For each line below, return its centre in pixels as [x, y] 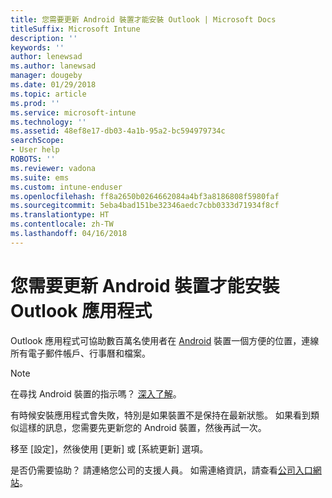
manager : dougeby [46, 76]
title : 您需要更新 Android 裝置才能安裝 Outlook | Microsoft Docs [143, 19]
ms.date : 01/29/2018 [53, 85]
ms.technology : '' [48, 122]
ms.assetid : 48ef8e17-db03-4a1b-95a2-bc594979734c [118, 131]
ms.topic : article [48, 94]
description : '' [44, 38]
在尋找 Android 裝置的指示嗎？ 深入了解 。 [96, 393]
